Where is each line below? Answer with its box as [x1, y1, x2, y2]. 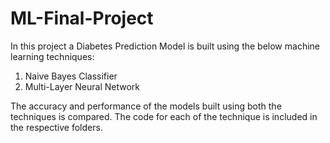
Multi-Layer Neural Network [24, 80, 140, 92]
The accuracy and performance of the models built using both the [10, 100, 282, 112]
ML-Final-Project [10, 7, 154, 30]
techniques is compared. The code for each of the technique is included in [10, 110, 318, 122]
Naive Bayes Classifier [24, 70, 118, 82]
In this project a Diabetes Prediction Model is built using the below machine [10, 40, 320, 52]
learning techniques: [10, 50, 95, 62]
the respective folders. [10, 121, 103, 133]
